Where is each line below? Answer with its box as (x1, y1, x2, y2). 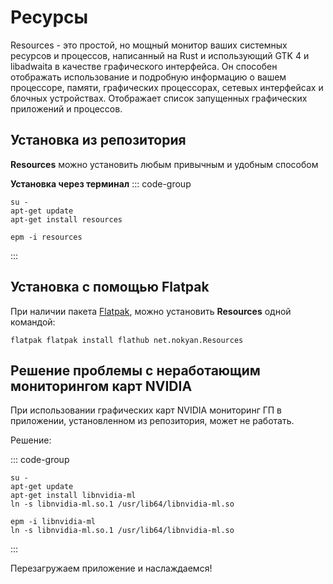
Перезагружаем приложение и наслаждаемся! (10, 562, 213, 575)
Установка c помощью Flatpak (10, 279, 210, 296)
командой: (10, 316, 56, 328)
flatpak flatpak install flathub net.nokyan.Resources (10, 335, 244, 345)
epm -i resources (10, 232, 83, 242)
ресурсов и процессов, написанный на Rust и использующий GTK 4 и (10, 49, 310, 61)
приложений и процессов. (10, 102, 123, 115)
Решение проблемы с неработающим (10, 362, 261, 379)
